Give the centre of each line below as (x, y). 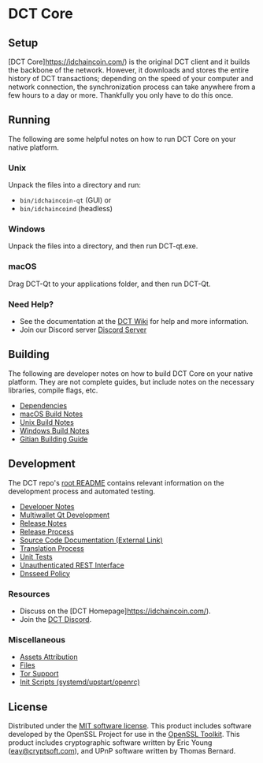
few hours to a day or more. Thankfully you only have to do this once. (121, 95)
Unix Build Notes (47, 422)
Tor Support (39, 674)
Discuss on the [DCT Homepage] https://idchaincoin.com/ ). (115, 611)
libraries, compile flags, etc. (53, 390)
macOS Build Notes (51, 414)
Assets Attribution (48, 657)
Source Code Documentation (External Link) (91, 540)
